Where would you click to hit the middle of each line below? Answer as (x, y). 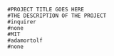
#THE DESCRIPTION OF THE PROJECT (57, 16)
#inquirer (22, 22)
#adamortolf (25, 40)
